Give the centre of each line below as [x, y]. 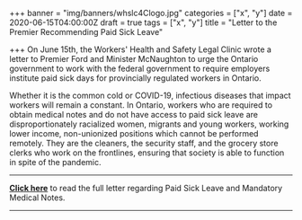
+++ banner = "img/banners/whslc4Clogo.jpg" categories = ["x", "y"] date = [151, 13]
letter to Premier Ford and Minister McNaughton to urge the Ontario [134, 59]
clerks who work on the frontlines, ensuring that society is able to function [147, 153]
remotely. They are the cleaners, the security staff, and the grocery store [144, 143]
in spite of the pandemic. [55, 162]
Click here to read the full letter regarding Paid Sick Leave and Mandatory [146, 188]
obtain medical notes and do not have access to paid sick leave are [134, 114]
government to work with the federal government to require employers [140, 68]
